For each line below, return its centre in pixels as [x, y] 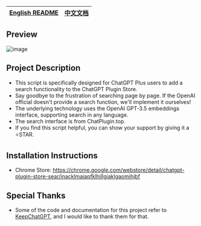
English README [34, 13]
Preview [22, 35]
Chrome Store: [33, 170]
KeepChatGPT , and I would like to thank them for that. [82, 216]
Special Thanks [36, 195]
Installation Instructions [52, 156]
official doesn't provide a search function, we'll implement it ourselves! [103, 102]
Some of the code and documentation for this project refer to [91, 210]
